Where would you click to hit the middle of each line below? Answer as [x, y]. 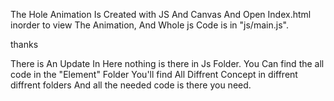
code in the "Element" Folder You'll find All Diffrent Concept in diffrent [154, 74]
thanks [24, 44]
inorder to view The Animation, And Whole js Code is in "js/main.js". [149, 25]
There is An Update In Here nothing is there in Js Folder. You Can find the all [167, 63]
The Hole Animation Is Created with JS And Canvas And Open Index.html [161, 14]
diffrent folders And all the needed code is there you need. [131, 85]
